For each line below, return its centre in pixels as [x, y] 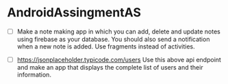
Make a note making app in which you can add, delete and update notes [118, 31]
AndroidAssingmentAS [74, 13]
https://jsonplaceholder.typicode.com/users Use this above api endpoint [119, 60]
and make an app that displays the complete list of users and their [110, 68]
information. [34, 75]
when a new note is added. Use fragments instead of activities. [106, 46]
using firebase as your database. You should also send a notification [113, 39]
